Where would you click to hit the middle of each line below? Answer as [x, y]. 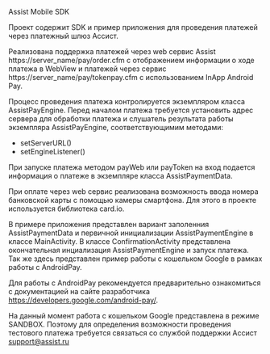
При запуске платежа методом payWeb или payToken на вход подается [132, 167]
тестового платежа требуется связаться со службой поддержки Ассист [133, 333]
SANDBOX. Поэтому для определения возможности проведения [120, 324]
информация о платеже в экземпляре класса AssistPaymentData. [120, 176]
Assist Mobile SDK [39, 12]
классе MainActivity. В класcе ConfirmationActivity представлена [120, 241]
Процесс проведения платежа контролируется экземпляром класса [127, 101]
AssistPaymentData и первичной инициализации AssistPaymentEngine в [131, 233]
